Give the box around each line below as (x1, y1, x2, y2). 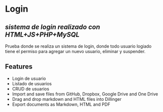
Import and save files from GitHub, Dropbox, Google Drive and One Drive (12, 91, 158, 97)
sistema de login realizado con (5, 23, 101, 31)
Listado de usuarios (12, 80, 52, 86)
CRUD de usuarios (12, 86, 50, 92)
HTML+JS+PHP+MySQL (5, 30, 80, 38)
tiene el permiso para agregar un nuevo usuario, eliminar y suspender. (5, 49, 146, 54)
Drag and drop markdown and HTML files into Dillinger (12, 96, 122, 102)
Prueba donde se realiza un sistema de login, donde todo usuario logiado (5, 43, 152, 49)
